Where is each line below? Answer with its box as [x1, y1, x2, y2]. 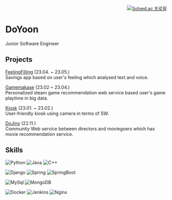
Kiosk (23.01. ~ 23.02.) [5, 105, 53, 111]
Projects [5, 55, 33, 64]
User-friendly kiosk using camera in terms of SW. [5, 110, 109, 116]
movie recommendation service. [5, 131, 73, 137]
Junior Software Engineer [5, 40, 59, 46]
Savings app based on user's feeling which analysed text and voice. [5, 74, 149, 80]
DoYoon [5, 23, 39, 35]
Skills [5, 146, 23, 155]
